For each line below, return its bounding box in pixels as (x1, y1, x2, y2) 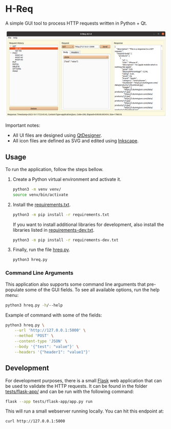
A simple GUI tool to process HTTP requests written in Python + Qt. (5, 20, 147, 26)
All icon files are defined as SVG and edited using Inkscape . (12, 138, 139, 144)
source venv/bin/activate (12, 192, 68, 197)
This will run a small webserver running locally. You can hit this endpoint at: (5, 408, 164, 414)
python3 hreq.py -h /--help (5, 303, 63, 308)
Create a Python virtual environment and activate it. (12, 176, 121, 182)
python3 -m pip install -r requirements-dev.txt (12, 237, 119, 243)
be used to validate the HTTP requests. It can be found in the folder (5, 383, 147, 389)
